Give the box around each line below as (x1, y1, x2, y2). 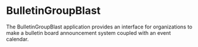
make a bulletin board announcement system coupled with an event (6, 29, 171, 36)
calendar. (6, 35, 29, 42)
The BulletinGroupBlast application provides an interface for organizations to (6, 23, 193, 30)
